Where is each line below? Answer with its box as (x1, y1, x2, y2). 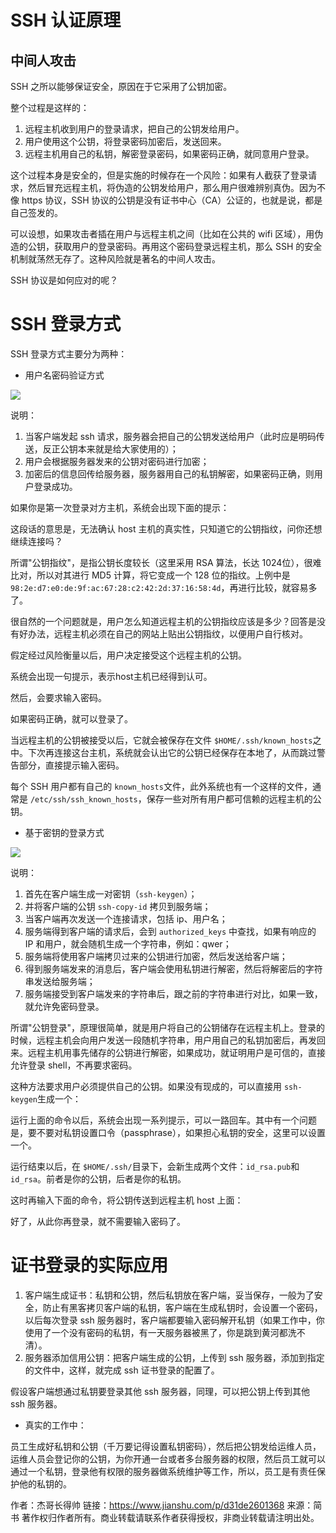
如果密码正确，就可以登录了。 (10, 712, 133, 725)
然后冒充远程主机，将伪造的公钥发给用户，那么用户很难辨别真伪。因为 (27, 182, 317, 193)
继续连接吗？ (10, 535, 63, 547)
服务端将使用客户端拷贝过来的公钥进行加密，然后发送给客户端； (24, 950, 288, 962)
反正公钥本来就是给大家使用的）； (42, 442, 179, 455)
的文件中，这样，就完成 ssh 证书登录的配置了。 (24, 1364, 220, 1376)
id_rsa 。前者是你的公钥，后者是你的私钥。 (10, 1172, 187, 1185)
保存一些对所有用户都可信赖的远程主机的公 (146, 792, 322, 805)
